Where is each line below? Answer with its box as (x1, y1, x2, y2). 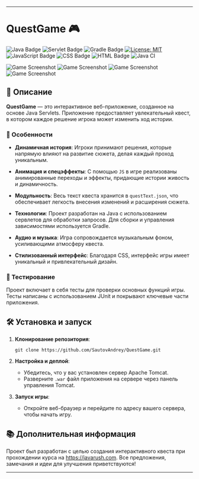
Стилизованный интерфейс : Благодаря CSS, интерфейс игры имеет (14, 252, 190, 259)
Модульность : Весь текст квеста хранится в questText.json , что (14, 192, 179, 199)
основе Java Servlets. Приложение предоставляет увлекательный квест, (6, 109, 191, 116)
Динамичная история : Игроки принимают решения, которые (14, 144, 172, 151)
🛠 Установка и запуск (6, 317, 92, 327)
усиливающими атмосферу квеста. (14, 240, 105, 248)
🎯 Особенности (6, 130, 53, 138)
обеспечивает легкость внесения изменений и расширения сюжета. (14, 198, 190, 205)
